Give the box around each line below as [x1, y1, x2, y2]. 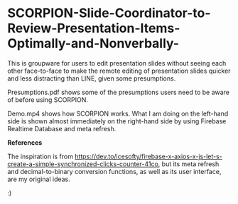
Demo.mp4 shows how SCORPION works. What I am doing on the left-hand [7, 109, 229, 118]
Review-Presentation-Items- [7, 20, 180, 36]
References [7, 138, 43, 147]
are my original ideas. [7, 175, 71, 183]
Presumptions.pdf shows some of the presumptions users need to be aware [7, 88, 229, 96]
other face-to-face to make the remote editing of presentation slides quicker [7, 66, 231, 75]
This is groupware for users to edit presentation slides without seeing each [7, 58, 227, 67]
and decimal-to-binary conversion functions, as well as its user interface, [7, 167, 222, 175]
